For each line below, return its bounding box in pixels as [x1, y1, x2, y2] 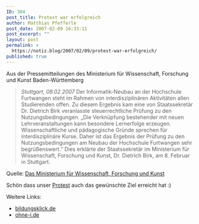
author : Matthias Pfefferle [6, 20, 77, 26]
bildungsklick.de [14, 205, 56, 212]
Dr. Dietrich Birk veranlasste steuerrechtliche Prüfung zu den [20, 107, 172, 114]
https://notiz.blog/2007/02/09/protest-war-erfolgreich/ [11, 48, 158, 54]
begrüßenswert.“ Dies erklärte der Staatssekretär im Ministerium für [20, 145, 189, 153]
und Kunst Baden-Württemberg [6, 76, 84, 83]
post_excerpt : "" [6, 31, 50, 37]
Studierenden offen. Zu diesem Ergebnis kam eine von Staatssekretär [20, 100, 194, 108]
